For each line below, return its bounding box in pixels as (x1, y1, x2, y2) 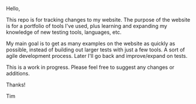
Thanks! (6, 81, 26, 88)
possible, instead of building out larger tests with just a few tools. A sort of (6, 46, 185, 53)
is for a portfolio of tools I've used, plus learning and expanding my (6, 23, 168, 29)
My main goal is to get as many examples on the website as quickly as (6, 40, 176, 47)
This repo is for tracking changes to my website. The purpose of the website (6, 16, 191, 23)
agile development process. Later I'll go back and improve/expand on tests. (6, 53, 188, 59)
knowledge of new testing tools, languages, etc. (6, 29, 122, 36)
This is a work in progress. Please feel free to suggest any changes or (6, 64, 174, 71)
